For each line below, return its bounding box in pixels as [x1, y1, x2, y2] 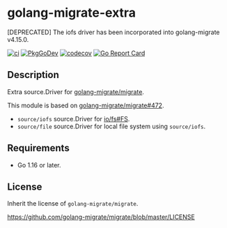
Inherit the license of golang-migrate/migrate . [7, 199, 139, 208]
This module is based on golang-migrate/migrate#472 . [7, 101, 164, 109]
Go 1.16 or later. [17, 160, 61, 169]
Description [7, 69, 59, 81]
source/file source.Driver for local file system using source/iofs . [17, 122, 206, 130]
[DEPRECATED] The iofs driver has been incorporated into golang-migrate [7, 28, 221, 36]
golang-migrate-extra [7, 5, 136, 21]
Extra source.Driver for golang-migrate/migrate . [7, 87, 145, 96]
